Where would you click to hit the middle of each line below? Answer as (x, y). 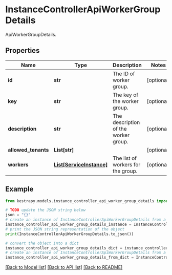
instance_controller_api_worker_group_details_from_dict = (70, 258)
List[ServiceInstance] (81, 164)
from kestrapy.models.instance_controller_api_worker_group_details (80, 201)
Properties (23, 50)
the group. (125, 171)
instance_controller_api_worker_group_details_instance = (68, 225)
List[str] (64, 150)
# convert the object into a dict (42, 243)
